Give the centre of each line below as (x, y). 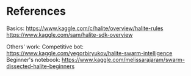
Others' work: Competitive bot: (45, 47)
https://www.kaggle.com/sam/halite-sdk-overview (70, 34)
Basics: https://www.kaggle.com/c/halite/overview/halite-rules (85, 28)
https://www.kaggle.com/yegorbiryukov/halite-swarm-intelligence (89, 53)
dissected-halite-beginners (41, 66)
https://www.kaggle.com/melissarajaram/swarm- (123, 59)
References (36, 11)
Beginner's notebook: (34, 59)
